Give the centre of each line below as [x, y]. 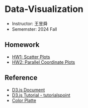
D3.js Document [28, 90]
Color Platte [24, 100]
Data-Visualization [44, 9]
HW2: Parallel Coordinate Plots [43, 62]
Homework [22, 45]
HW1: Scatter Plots [31, 57]
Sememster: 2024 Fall [35, 29]
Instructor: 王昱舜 [30, 23]
